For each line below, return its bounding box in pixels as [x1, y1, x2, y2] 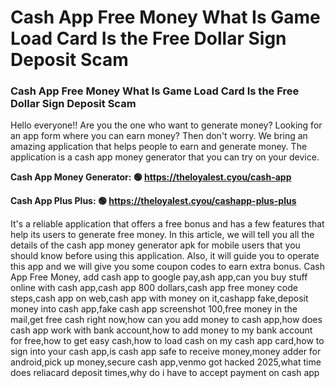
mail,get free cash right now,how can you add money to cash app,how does [10, 314, 323, 326]
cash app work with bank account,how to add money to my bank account [10, 324, 313, 336]
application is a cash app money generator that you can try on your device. [10, 151, 320, 163]
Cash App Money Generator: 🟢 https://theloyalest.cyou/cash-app [10, 171, 292, 183]
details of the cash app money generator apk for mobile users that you [10, 239, 301, 251]
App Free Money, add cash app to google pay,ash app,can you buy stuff [10, 271, 308, 283]
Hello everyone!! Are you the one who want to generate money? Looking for [10, 119, 323, 131]
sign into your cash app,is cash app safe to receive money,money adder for [10, 346, 322, 358]
